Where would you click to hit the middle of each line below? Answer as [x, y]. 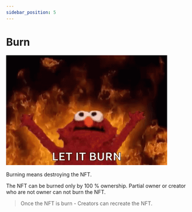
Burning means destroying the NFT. [49, 174]
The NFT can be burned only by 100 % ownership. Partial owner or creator [96, 186]
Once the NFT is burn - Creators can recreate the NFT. [86, 203]
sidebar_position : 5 [31, 12]
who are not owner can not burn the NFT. [56, 192]
